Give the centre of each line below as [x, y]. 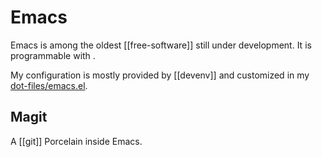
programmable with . [53, 55]
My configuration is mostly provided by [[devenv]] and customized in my [160, 75]
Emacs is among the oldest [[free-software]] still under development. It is [161, 45]
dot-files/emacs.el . [49, 85]
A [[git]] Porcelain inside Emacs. [76, 141]
